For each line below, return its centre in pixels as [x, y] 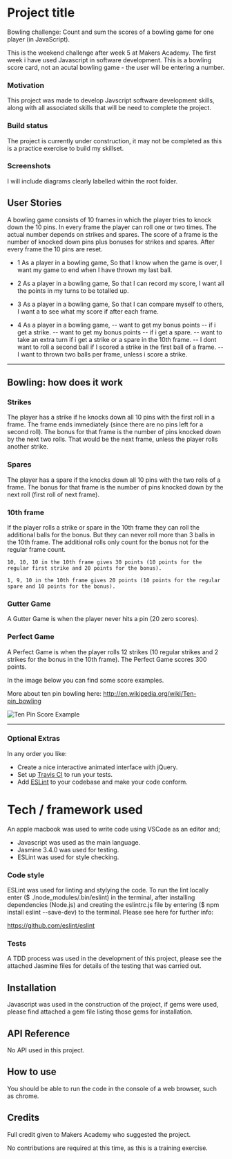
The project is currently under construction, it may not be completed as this [115, 141]
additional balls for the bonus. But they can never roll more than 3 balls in [111, 534]
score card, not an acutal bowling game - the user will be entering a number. [116, 67]
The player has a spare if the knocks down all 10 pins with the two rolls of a [114, 480]
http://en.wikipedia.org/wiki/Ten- [150, 693]
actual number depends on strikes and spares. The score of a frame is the [113, 234]
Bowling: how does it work [65, 383]
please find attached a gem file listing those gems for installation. [100, 1012]
